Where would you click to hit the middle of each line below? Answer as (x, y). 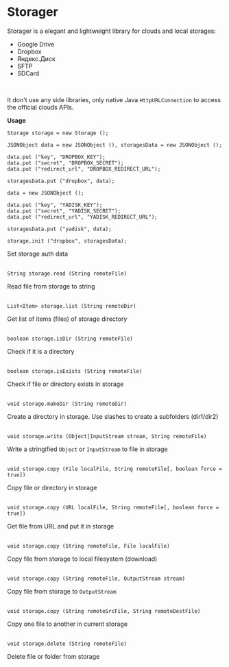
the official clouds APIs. (40, 107)
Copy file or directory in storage (52, 487)
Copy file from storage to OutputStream (62, 591)
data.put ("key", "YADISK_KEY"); (55, 205)
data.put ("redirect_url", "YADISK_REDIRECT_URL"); (82, 217)
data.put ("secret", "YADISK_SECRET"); (64, 211)
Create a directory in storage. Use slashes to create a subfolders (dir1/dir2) (113, 416)
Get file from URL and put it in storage (61, 526)
